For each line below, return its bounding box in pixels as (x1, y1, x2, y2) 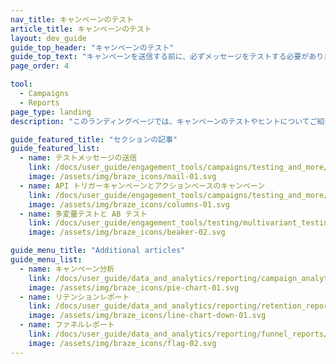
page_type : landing (10, 107, 92, 117)
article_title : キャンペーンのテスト (10, 24, 152, 34)
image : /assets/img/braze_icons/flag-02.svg (28, 338, 217, 348)
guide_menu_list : (10, 255, 83, 265)
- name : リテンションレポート (19, 292, 130, 302)
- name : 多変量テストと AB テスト (19, 209, 148, 219)
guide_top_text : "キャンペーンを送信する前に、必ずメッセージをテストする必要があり (10, 52, 325, 62)
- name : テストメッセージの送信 (19, 153, 138, 163)
